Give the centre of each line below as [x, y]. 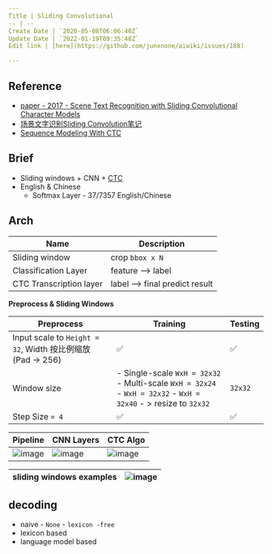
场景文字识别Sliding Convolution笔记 [81, 123]
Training [169, 324]
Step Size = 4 [38, 416]
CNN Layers [76, 440]
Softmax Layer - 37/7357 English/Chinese [102, 195]
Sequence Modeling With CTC [70, 133]
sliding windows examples [65, 477]
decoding [33, 505]
